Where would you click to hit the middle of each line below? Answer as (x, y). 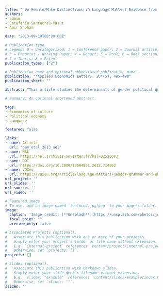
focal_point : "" (26, 219)
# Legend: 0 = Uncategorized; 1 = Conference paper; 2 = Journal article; (82, 49)
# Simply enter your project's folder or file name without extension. (81, 241)
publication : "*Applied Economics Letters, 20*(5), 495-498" (68, 76)
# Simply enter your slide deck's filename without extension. (72, 273)
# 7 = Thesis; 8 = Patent (31, 59)
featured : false (21, 130)
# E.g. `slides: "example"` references (48, 277)
